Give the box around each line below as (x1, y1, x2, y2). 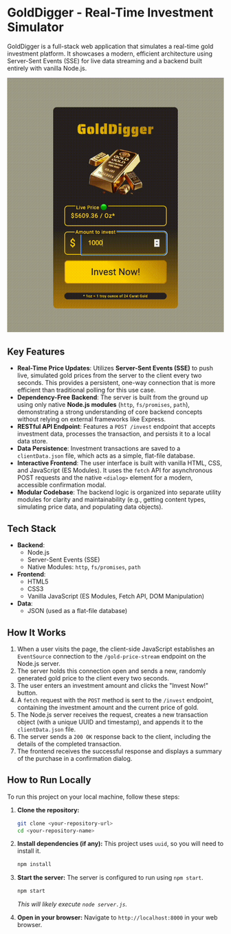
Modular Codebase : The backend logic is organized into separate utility (16, 488, 221, 496)
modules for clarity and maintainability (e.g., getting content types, (16, 496, 206, 504)
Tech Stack (7, 522, 56, 534)
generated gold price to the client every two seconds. (16, 674, 170, 682)
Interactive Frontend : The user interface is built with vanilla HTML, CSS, (16, 459, 222, 467)
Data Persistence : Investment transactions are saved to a (16, 445, 181, 453)
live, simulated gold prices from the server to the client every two (16, 371, 202, 379)
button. (16, 689, 38, 697)
